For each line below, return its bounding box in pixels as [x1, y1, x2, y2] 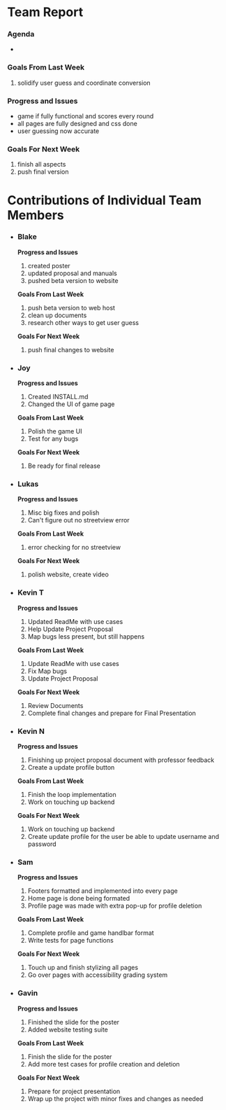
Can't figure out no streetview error [27, 516, 130, 525]
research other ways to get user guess [27, 318, 140, 326]
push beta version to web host [27, 303, 115, 312]
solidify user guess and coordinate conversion [17, 78, 151, 87]
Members [7, 207, 64, 223]
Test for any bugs [27, 435, 79, 443]
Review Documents [27, 701, 84, 709]
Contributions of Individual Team [7, 192, 202, 208]
